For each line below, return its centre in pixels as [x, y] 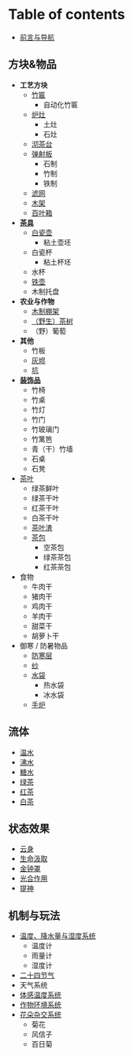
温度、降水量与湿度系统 [57, 936]
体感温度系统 [40, 995]
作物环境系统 [40, 1005]
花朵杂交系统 [40, 1015]
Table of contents [67, 15]
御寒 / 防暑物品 [44, 645]
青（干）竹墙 [52, 449]
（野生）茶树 [52, 321]
